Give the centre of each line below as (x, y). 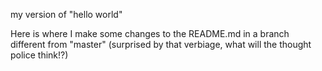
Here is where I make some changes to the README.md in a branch (150, 33)
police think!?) (39, 55)
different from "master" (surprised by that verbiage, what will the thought (161, 44)
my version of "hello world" (66, 14)
